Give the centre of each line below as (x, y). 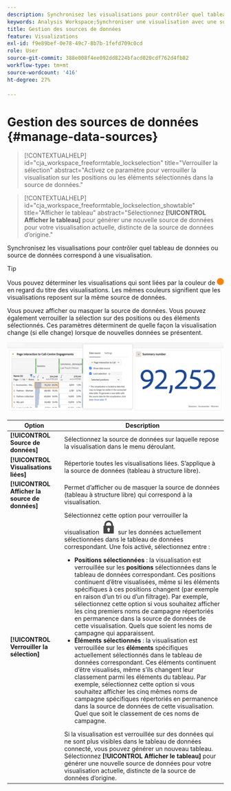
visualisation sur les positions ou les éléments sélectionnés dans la (119, 177)
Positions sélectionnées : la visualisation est (138, 560)
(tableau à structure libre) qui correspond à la (128, 495)
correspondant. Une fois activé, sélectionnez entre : (137, 547)
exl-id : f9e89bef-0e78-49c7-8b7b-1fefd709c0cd (75, 44)
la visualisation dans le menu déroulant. (120, 446)
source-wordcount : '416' (43, 72)
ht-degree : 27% (29, 80)
